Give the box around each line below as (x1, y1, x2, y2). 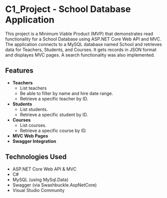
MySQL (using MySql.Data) (12, 176, 69, 182)
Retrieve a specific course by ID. (19, 127, 87, 133)
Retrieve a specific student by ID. (19, 111, 88, 117)
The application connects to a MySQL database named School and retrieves (5, 41, 162, 47)
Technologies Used (5, 152, 66, 161)
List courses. (19, 122, 46, 128)
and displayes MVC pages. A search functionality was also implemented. (5, 51, 155, 58)
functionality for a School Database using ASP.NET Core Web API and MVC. (5, 36, 161, 42)
